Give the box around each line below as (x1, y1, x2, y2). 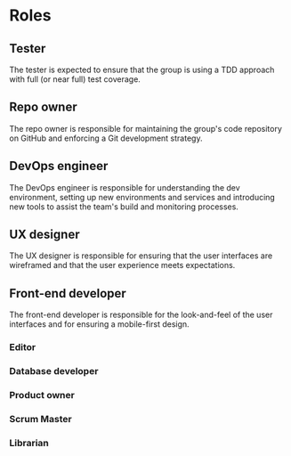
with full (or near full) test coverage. (9, 74, 141, 85)
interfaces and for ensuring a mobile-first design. (9, 319, 190, 330)
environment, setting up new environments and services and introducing (9, 191, 276, 202)
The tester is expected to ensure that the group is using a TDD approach (9, 64, 275, 75)
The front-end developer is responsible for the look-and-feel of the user (9, 309, 273, 321)
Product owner (9, 389, 76, 402)
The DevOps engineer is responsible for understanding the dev (9, 182, 240, 192)
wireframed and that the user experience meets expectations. (9, 260, 236, 271)
